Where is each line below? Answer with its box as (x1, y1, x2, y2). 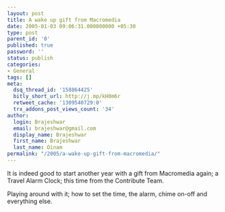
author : (7, 112, 29, 119)
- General (7, 67, 36, 74)
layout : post (7, 10, 44, 17)
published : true (7, 42, 53, 49)
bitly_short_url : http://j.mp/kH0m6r (13, 93, 121, 100)
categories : (7, 61, 41, 68)
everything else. (7, 197, 53, 205)
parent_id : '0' (7, 36, 51, 43)
